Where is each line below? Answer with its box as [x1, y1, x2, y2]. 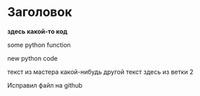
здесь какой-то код [7, 27, 68, 35]
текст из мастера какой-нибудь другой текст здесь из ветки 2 [7, 67, 194, 76]
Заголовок [7, 4, 72, 20]
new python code [7, 54, 58, 63]
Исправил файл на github [7, 81, 83, 89]
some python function [7, 40, 72, 49]
